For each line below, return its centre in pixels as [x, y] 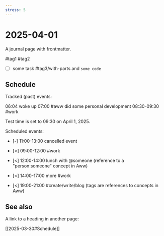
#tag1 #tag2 [18, 58]
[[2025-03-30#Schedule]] [32, 229]
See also [19, 206]
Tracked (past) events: [28, 97]
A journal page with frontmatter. [38, 49]
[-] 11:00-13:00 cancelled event [45, 141]
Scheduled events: [25, 131]
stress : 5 [16, 10]
